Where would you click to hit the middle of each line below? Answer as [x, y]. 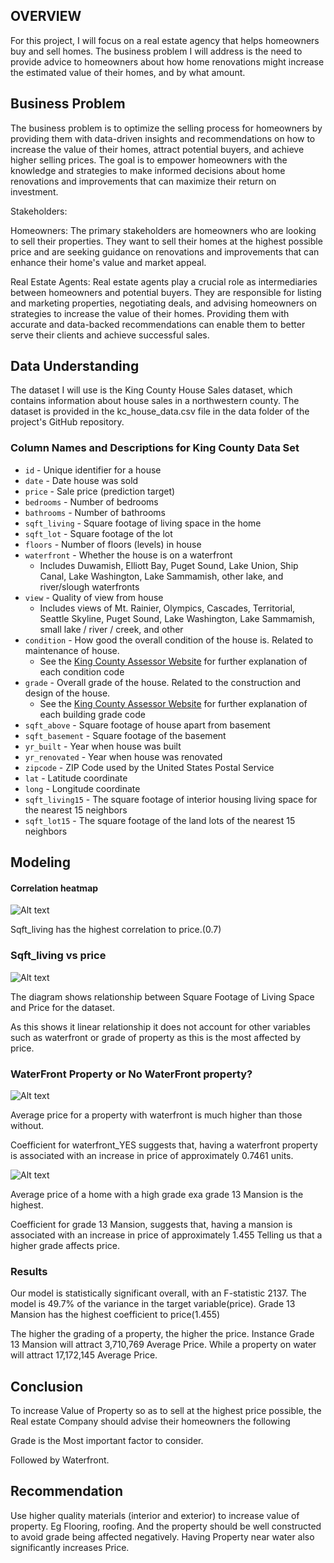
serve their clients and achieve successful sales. [110, 335]
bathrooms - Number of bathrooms [95, 512]
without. [27, 1125]
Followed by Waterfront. [60, 1460]
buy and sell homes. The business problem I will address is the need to [156, 51]
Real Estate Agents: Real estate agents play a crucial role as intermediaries [164, 281]
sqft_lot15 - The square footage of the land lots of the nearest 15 [160, 820]
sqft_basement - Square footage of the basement [125, 735]
